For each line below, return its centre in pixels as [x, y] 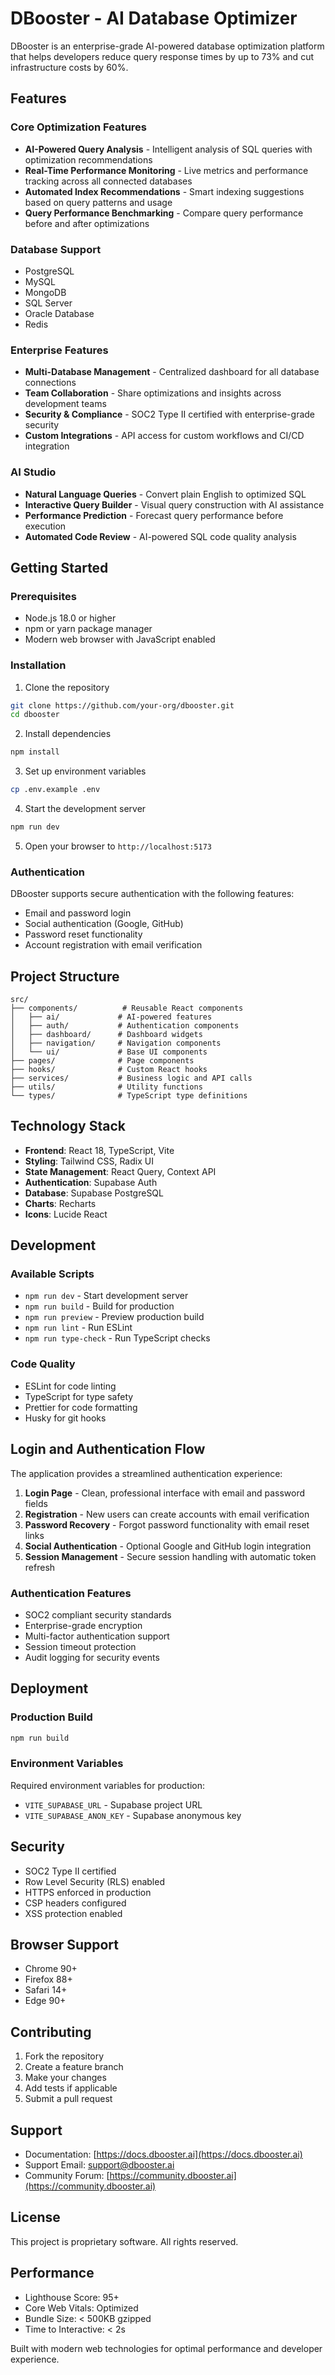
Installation [38, 665]
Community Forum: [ [67, 2175]
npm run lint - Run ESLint [78, 1328]
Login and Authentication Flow [108, 1449]
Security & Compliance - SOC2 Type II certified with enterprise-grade [169, 414]
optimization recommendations [88, 159]
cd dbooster [35, 715]
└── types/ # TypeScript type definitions [129, 1095]
